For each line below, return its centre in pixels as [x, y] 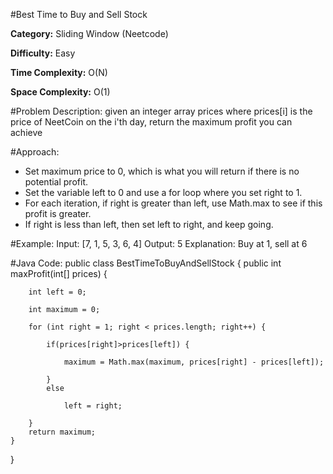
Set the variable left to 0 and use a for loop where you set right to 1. [163, 192]
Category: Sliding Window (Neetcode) [89, 33]
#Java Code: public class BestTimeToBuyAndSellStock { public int [146, 263]
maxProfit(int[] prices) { [59, 273]
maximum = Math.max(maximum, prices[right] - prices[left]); [194, 362]
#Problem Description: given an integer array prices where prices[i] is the [161, 111]
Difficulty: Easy [43, 53]
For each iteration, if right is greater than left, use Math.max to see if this [173, 203]
